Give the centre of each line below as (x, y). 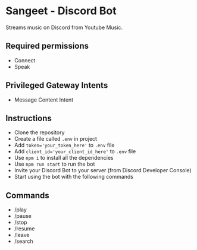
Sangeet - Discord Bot (61, 11)
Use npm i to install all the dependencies (64, 158)
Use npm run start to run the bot (54, 164)
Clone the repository (39, 132)
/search (24, 241)
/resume (24, 229)
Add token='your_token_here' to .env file (64, 145)
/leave (22, 235)
